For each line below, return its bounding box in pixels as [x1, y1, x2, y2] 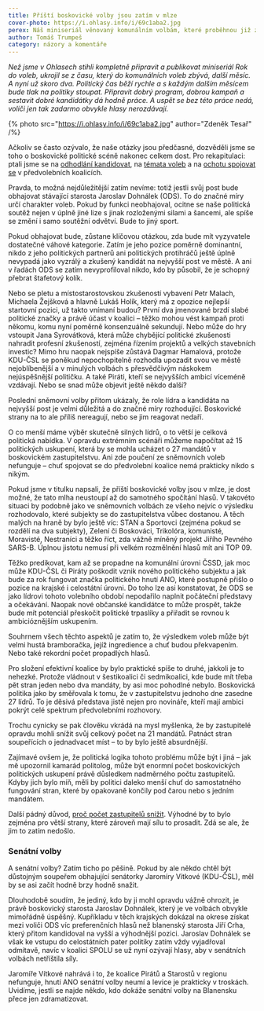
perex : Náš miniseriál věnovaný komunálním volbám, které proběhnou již [8, 26, 251, 34]
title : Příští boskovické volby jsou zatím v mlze [8, 11, 178, 20]
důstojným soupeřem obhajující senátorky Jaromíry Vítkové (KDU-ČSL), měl [8, 872, 254, 881]
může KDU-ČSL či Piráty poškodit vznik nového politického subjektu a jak [8, 566, 247, 576]
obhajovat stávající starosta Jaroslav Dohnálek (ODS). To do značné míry [8, 192, 244, 201]
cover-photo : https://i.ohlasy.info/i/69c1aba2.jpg [8, 19, 181, 27]
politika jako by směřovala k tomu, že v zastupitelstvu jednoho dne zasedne [8, 689, 253, 698]
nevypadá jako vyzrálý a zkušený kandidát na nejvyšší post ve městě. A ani [8, 257, 252, 266]
